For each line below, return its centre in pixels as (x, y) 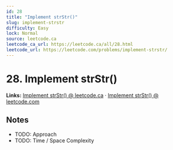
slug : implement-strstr (35, 22)
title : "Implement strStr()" (42, 17)
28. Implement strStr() (62, 79)
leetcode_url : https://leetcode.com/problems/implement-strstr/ (87, 50)
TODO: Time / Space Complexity (54, 140)
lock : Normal (22, 34)
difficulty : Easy (27, 28)
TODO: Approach (36, 134)
